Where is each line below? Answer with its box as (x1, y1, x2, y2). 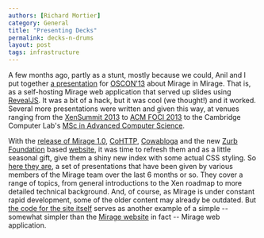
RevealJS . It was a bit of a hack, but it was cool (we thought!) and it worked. (8, 96, 256, 105)
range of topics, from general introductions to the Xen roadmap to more (8, 178, 243, 187)
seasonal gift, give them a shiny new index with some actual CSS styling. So (8, 153, 256, 163)
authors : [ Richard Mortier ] (8, 11, 101, 20)
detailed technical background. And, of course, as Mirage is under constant (8, 187, 255, 196)
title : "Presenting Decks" (8, 26, 98, 34)
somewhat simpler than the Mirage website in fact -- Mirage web (8, 212, 220, 221)
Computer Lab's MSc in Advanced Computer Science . (8, 121, 185, 130)
